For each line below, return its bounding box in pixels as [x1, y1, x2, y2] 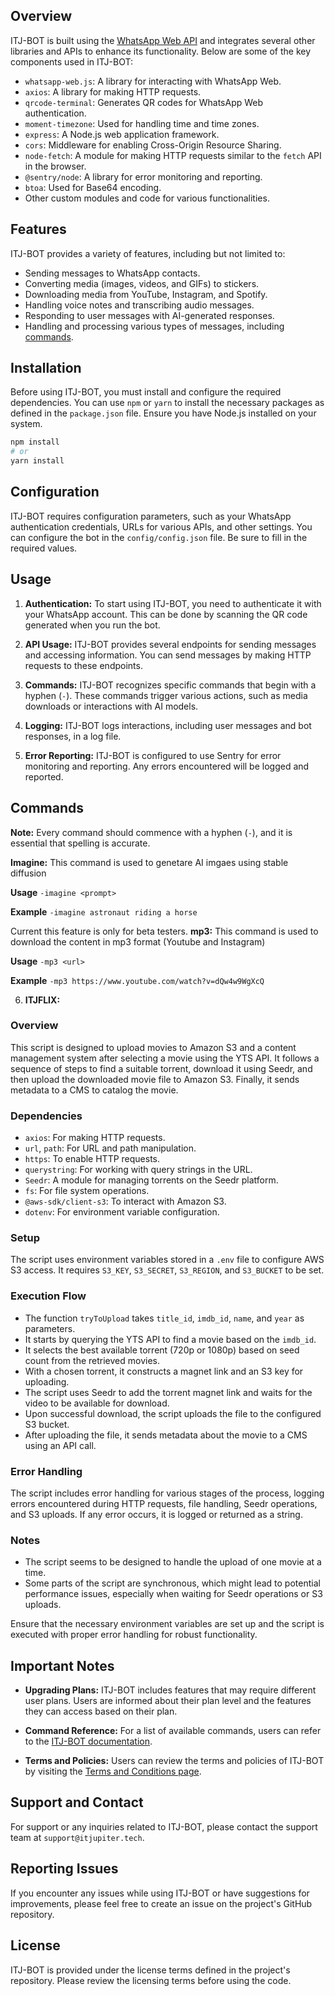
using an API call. [24, 1439, 97, 1451]
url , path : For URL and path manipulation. [24, 1142, 197, 1154]
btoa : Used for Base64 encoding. [24, 181, 162, 193]
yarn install [10, 456, 65, 466]
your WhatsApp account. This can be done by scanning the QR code [24, 608, 308, 620]
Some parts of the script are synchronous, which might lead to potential [24, 1577, 321, 1589]
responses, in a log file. [24, 730, 122, 742]
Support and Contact [10, 1794, 144, 1811]
